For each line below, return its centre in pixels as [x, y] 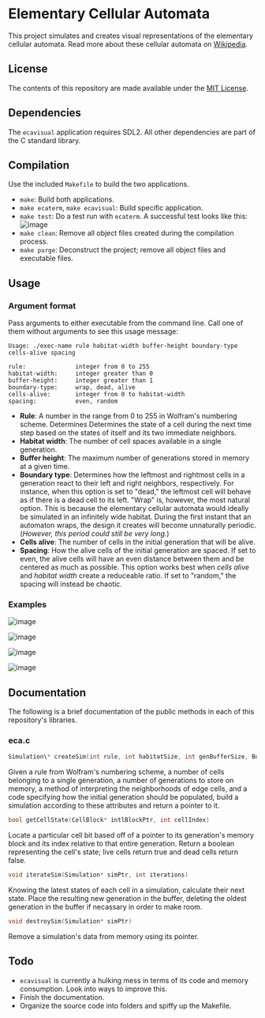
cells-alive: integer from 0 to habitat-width [97, 395]
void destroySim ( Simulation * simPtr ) [70, 921]
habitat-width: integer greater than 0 [81, 374]
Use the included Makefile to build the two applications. [99, 184]
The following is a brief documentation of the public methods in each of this [131, 712]
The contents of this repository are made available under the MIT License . [128, 88]
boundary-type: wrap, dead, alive [72, 388]
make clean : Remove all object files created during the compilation [127, 233]
